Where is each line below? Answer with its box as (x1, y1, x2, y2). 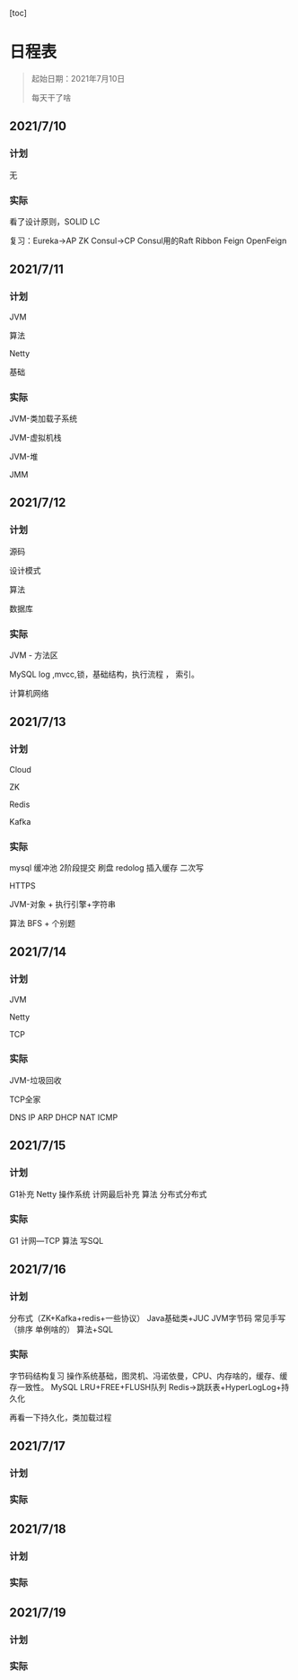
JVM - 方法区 (9, 650, 58, 661)
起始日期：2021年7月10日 (31, 73, 126, 83)
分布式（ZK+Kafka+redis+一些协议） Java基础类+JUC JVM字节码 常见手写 (9, 1312, 286, 1323)
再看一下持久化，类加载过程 (9, 1412, 112, 1422)
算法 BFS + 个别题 (9, 917, 76, 928)
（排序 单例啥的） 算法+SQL (9, 1324, 114, 1334)
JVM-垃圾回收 (9, 1074, 62, 1085)
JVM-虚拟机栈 (9, 432, 62, 442)
